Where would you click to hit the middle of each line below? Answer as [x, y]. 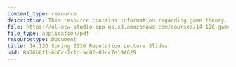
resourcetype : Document [42, 40]
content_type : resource [42, 14]
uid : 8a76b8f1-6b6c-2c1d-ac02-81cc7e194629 [72, 53]
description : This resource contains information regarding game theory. [118, 20]
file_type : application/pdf [48, 33]
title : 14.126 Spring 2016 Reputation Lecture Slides [88, 46]
